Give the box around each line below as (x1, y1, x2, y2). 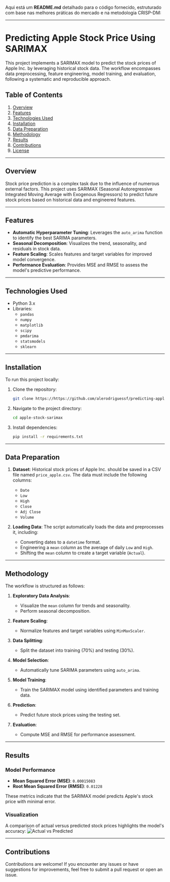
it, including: (12, 529, 38, 535)
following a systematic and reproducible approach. (5, 76, 111, 82)
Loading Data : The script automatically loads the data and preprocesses (12, 524, 164, 530)
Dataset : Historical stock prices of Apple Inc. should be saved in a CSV (12, 466, 161, 472)
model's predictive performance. (12, 267, 81, 273)
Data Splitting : (12, 638, 44, 644)
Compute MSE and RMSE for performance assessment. (20, 732, 136, 738)
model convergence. (12, 257, 56, 263)
